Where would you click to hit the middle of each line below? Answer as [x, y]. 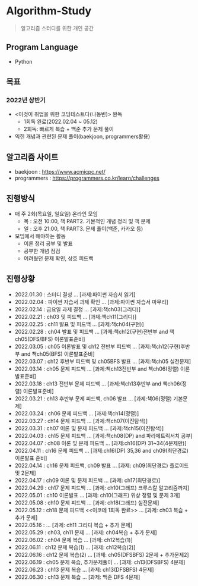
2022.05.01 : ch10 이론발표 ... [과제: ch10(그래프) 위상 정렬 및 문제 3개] [97, 495]
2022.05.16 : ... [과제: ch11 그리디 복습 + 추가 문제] [73, 525]
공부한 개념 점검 [42, 251]
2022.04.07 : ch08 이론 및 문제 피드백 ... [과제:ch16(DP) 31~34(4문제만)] [100, 443]
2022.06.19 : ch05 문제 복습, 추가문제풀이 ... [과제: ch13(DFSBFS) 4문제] [100, 562]
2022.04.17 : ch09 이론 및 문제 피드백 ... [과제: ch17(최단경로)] [87, 480]
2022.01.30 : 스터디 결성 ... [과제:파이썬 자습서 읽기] [75, 294]
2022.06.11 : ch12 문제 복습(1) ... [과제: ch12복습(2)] [75, 547]
